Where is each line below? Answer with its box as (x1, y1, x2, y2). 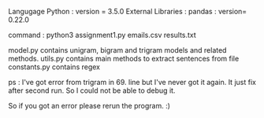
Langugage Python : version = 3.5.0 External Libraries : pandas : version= (8, 7, 247, 16)
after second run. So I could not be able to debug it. (8, 86, 176, 95)
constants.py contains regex (8, 62, 101, 72)
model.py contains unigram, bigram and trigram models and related (8, 46, 227, 54)
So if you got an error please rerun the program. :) (8, 101, 171, 110)
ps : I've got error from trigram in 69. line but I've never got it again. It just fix (8, 78, 256, 87)
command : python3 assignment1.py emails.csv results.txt (8, 31, 197, 39)
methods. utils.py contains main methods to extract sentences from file (8, 54, 240, 63)
